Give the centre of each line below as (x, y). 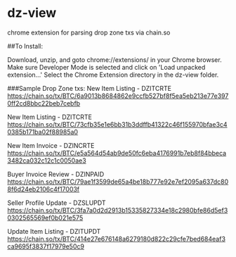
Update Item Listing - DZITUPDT (54, 231)
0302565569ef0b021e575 (45, 218)
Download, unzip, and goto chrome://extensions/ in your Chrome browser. (115, 59)
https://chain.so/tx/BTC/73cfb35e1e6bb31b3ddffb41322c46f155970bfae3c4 (117, 124)
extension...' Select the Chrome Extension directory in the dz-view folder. (113, 75)
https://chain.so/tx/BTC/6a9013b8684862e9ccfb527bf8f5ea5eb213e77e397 (118, 96)
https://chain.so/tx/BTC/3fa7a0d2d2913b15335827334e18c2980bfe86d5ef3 (118, 210)
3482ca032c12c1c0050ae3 (47, 161)
